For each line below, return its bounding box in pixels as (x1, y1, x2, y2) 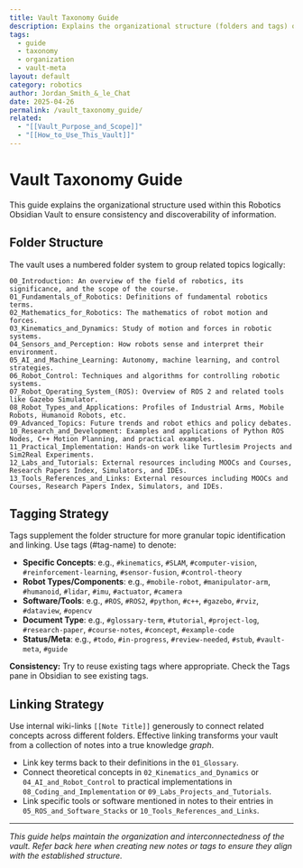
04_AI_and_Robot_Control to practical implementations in (22, 777, 233, 788)
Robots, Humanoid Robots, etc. (9, 411, 127, 420)
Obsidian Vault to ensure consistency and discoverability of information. (9, 208, 277, 219)
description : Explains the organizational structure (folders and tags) (9, 22, 289, 31)
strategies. (9, 363, 54, 373)
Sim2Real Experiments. (9, 450, 95, 459)
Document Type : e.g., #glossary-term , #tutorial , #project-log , (22, 614, 260, 625)
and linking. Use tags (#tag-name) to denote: (9, 540, 177, 550)
